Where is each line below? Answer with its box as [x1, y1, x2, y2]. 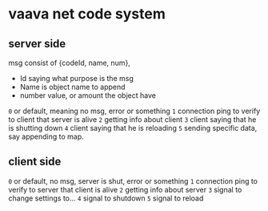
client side [8, 155, 62, 168]
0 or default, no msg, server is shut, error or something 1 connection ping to [8, 176, 258, 185]
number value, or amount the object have [19, 91, 156, 100]
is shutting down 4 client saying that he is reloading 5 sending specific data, [8, 124, 258, 132]
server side [8, 37, 66, 51]
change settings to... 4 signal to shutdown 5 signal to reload [8, 193, 204, 203]
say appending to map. [8, 132, 84, 141]
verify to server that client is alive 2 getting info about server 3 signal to [8, 185, 242, 194]
